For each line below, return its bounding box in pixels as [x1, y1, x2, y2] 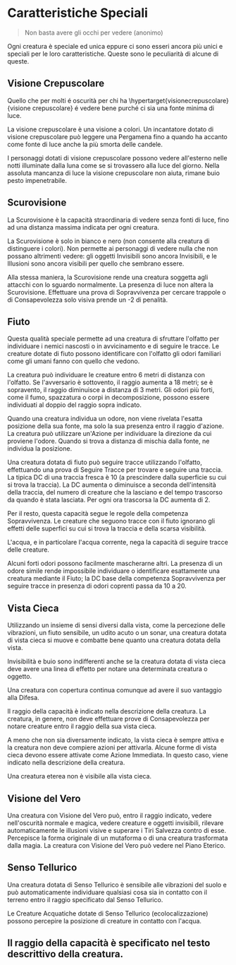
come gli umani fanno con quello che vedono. [7, 357, 140, 365]
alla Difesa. [7, 694, 40, 702]
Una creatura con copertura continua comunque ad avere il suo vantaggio [7, 686, 222, 694]
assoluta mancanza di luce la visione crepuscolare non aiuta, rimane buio [7, 168, 221, 177]
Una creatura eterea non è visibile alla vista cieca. [7, 772, 152, 781]
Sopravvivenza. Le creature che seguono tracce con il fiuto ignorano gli [7, 517, 216, 526]
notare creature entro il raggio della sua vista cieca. [7, 722, 157, 730]
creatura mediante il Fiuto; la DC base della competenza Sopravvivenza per [7, 574, 227, 583]
